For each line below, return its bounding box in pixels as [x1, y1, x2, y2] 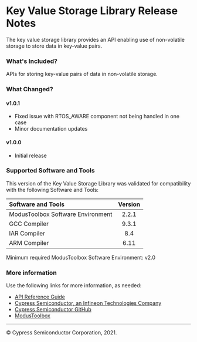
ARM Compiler [9, 238, 49, 247]
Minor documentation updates [14, 125, 88, 132]
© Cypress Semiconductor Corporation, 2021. [6, 329, 117, 336]
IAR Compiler [9, 229, 46, 237]
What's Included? [6, 57, 57, 65]
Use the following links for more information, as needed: [6, 282, 142, 289]
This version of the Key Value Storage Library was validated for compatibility [6, 180, 191, 187]
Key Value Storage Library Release [6, 4, 178, 18]
